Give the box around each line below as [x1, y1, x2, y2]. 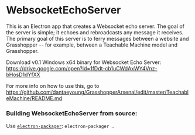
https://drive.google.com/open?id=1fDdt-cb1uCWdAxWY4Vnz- [6, 65, 158, 72]
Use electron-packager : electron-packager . [6, 123, 115, 130]
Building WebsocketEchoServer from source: [6, 109, 138, 117]
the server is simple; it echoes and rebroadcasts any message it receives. [6, 29, 184, 35]
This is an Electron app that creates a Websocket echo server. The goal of [6, 23, 184, 30]
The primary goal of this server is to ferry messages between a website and [6, 35, 189, 42]
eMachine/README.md [6, 94, 63, 102]
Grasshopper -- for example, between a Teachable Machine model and [6, 41, 177, 48]
